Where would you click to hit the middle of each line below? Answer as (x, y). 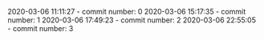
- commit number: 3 (41, 28)
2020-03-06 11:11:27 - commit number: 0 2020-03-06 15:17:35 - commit (127, 12)
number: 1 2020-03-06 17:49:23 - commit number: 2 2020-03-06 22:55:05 (132, 20)
